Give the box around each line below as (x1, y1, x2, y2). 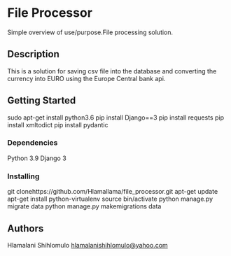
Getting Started (7, 94, 76, 106)
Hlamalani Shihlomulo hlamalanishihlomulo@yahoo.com (7, 241, 168, 249)
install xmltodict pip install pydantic (7, 120, 108, 129)
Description (7, 48, 59, 60)
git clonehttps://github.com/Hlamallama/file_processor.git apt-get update (7, 187, 218, 196)
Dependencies (7, 138, 58, 148)
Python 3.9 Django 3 (7, 154, 66, 162)
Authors (7, 222, 44, 234)
